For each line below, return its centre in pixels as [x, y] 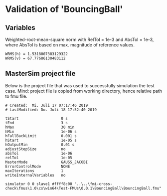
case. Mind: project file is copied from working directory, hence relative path [84, 91]
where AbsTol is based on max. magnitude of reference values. [70, 45]
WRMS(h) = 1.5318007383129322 [37, 54]
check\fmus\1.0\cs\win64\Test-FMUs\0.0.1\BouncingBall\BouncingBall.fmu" [83, 188]
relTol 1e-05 [39, 158]
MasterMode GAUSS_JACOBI [47, 162]
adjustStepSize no [35, 149]
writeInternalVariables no [35, 175]
